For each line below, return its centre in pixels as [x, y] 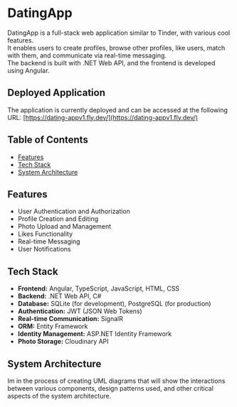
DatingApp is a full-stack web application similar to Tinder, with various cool [119, 33]
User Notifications [44, 249]
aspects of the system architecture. [59, 396]
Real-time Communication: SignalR [70, 319]
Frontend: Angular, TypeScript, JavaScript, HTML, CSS [99, 288]
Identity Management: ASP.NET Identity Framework [95, 334]
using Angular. [28, 70]
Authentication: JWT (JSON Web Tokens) [80, 311]
